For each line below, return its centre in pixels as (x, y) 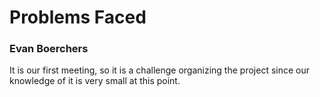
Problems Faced (78, 17)
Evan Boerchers (49, 49)
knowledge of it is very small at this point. (95, 81)
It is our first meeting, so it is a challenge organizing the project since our (159, 70)
